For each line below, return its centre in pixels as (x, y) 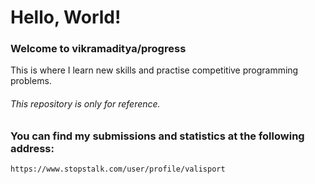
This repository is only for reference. (85, 104)
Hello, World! (66, 17)
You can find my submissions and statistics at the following (157, 136)
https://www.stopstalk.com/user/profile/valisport (118, 169)
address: (32, 148)
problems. (31, 81)
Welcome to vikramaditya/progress (98, 49)
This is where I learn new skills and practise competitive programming (154, 70)
